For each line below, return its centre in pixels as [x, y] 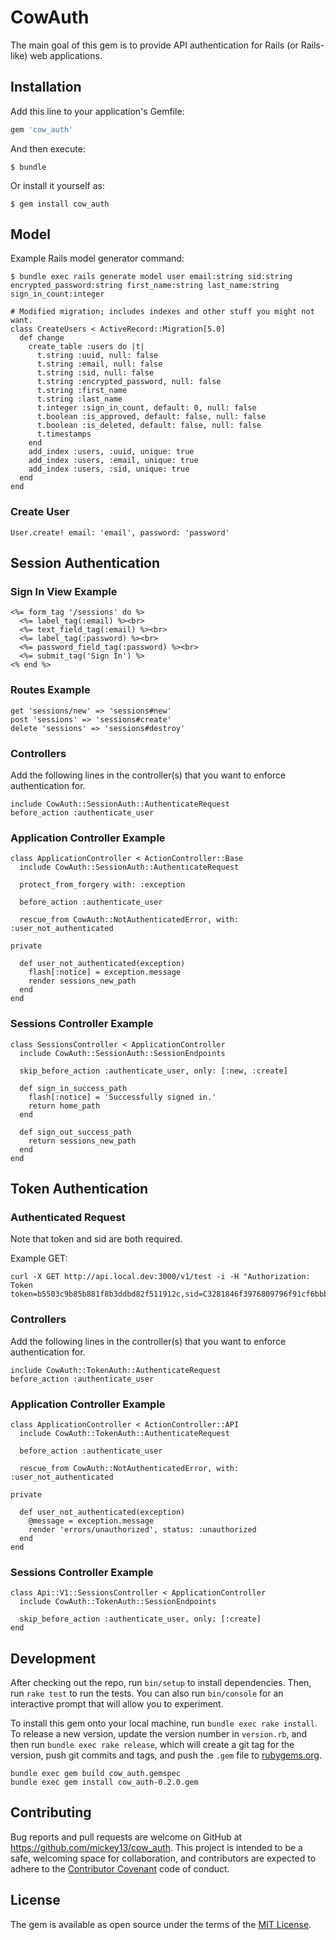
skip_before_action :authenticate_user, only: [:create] [140, 1619]
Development [53, 1658]
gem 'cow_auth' [42, 129]
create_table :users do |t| [86, 347]
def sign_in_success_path [73, 1088]
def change [42, 338]
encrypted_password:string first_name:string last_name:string [145, 286]
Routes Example [50, 690]
